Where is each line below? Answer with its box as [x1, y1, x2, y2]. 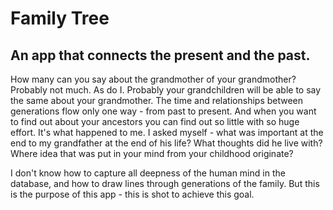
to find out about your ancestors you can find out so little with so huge [10, 116, 300, 127]
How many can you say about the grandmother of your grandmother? [10, 73, 297, 85]
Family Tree [10, 7, 110, 30]
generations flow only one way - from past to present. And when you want [10, 105, 317, 117]
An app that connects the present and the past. [10, 47, 311, 64]
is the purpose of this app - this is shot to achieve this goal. [10, 188, 255, 200]
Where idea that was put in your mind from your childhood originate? [10, 148, 294, 159]
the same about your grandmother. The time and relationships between [10, 95, 304, 106]
